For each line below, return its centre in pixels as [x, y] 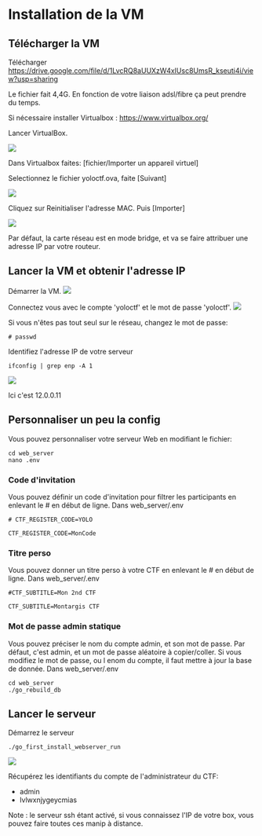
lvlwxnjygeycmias [48, 800]
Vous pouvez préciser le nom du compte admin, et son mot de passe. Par [127, 643]
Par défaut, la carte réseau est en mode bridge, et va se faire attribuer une [128, 238]
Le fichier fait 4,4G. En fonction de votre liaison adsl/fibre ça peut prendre [127, 94]
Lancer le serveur [52, 714]
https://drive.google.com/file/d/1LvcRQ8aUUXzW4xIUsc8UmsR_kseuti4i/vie [131, 71]
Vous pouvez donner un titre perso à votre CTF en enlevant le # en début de [131, 570]
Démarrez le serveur [41, 733]
